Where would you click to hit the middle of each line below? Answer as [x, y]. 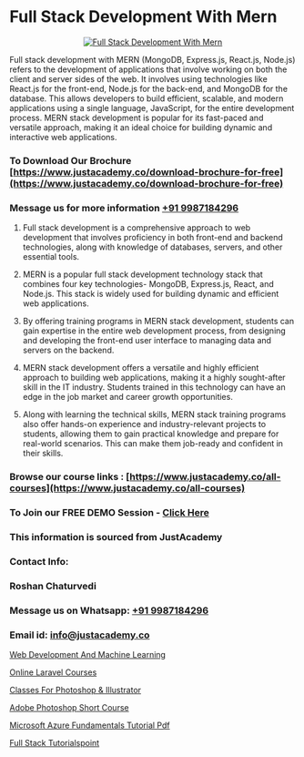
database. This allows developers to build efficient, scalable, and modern [147, 98]
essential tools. [51, 257]
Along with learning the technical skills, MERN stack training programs [154, 414]
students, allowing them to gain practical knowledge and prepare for [151, 434]
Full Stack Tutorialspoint [55, 742]
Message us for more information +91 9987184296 [124, 208]
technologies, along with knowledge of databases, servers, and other [152, 247]
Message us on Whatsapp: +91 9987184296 [109, 610]
